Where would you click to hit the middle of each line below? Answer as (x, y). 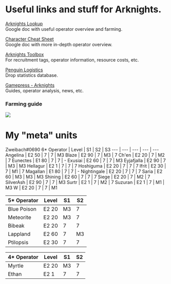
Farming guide (24, 104)
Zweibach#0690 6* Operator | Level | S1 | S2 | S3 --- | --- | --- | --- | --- (82, 150)
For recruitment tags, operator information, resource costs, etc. (72, 59)
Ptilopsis (18, 242)
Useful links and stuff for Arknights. (83, 9)
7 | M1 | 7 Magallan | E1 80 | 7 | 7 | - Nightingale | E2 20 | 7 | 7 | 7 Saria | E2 (84, 171)
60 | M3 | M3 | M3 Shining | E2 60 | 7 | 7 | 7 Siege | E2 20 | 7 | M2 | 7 (78, 177)
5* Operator (23, 200)
